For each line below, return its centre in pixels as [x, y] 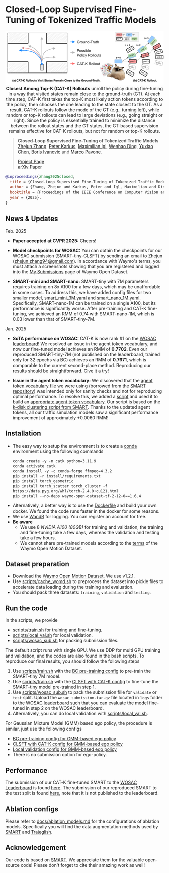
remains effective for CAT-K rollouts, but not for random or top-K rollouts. [84, 131]
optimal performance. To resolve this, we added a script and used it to [85, 396]
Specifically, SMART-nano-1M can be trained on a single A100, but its [84, 303]
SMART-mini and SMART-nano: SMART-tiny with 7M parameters [81, 281]
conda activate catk [34, 466]
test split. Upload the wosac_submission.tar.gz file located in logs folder [88, 698]
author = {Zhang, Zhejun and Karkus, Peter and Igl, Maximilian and [83, 187]
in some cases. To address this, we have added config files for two [82, 292]
